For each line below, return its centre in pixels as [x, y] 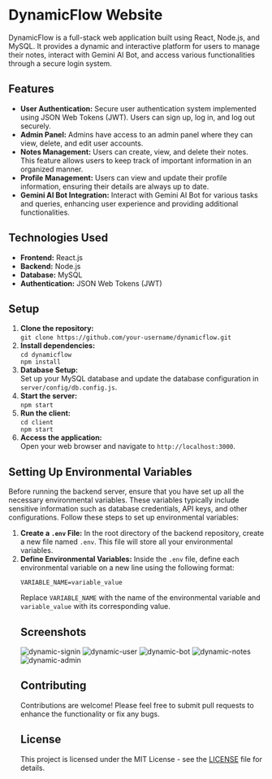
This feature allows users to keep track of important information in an [136, 160]
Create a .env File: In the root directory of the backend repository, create [142, 533]
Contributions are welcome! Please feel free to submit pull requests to [137, 705]
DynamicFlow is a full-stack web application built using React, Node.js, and [134, 37]
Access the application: [61, 437]
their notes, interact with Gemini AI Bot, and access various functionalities [132, 54]
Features [31, 89]
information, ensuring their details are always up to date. [114, 186]
